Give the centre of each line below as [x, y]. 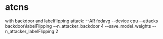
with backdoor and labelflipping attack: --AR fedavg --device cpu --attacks [81, 21]
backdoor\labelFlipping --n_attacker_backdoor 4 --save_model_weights [78, 26]
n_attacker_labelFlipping [30, 31]
